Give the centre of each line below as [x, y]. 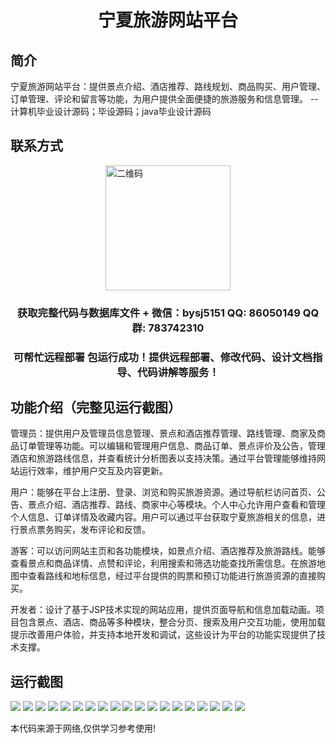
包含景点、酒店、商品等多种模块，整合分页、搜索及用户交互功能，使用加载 [172, 622]
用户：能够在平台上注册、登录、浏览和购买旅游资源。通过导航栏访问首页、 [163, 492]
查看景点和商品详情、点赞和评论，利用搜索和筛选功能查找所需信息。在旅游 [163, 563]
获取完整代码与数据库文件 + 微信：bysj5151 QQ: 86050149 [158, 313]
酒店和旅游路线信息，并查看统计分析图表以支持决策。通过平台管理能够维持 [163, 458]
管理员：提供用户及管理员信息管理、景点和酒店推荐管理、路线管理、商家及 [163, 433]
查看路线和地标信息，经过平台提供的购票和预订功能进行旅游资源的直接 [172, 576]
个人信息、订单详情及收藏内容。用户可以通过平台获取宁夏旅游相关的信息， [163, 517]
